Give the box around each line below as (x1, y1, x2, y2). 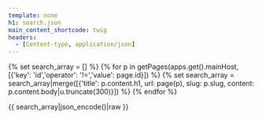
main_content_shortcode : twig (8, 26, 108, 34)
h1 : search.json (8, 19, 61, 27)
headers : (8, 33, 37, 41)
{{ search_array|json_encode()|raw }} (8, 103, 129, 112)
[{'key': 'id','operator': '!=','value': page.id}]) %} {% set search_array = (8, 70, 234, 80)
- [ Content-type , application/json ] (15, 41, 135, 49)
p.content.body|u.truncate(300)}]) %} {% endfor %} (8, 87, 178, 96)
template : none (8, 11, 58, 20)
